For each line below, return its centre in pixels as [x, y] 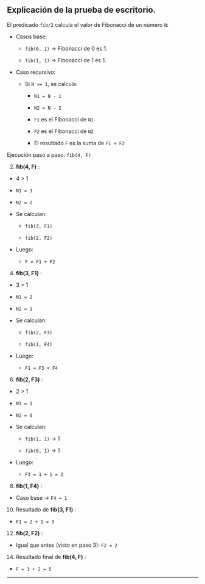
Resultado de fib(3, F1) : [46, 510]
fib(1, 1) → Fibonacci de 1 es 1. [65, 60]
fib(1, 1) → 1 [42, 438]
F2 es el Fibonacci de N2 [64, 131]
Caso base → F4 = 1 [41, 497]
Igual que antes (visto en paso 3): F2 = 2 [67, 545]
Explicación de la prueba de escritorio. [82, 10]
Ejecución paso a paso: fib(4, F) [49, 154]
